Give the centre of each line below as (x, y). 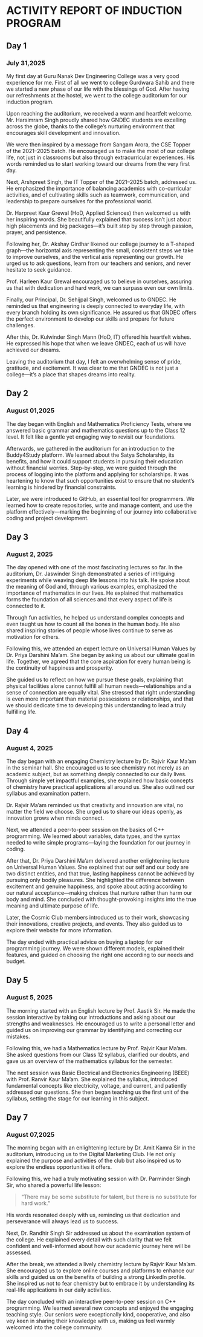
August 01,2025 (31, 411)
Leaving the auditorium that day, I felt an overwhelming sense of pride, (94, 361)
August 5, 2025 (30, 998)
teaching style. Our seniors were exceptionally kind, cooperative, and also (98, 1315)
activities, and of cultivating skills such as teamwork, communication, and (98, 195)
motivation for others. (33, 637)
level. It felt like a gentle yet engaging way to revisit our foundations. (91, 437)
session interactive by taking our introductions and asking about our (91, 1017)
